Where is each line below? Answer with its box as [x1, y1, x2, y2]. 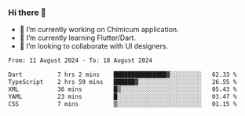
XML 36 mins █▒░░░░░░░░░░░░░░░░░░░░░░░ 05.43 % [8, 85, 237, 93]
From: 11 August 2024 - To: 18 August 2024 [8, 56, 153, 65]
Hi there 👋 [8, 7, 47, 18]
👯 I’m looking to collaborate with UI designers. [19, 42, 169, 51]
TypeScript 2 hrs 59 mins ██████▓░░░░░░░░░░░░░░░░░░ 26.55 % [8, 78, 237, 86]
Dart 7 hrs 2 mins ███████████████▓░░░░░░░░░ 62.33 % [8, 71, 237, 79]
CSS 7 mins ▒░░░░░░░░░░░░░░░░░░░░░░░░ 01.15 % [8, 100, 237, 108]
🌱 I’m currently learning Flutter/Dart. [19, 33, 136, 42]
